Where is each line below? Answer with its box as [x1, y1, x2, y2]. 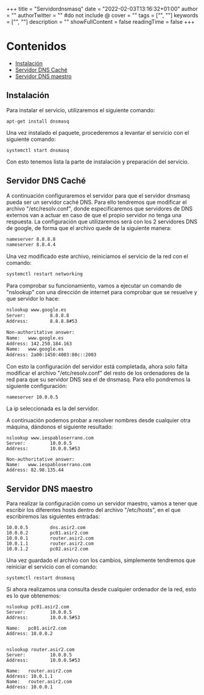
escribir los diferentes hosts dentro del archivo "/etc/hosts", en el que [6, 506, 181, 513]
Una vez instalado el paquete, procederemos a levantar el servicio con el [6, 129, 189, 136]
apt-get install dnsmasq [6, 118, 69, 124]
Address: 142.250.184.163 [6, 340, 72, 347]
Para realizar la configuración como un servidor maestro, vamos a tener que [6, 500, 198, 507]
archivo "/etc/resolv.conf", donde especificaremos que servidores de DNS [6, 204, 193, 212]
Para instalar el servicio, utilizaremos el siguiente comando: [6, 106, 155, 113]
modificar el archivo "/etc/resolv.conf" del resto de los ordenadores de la [6, 369, 190, 377]
